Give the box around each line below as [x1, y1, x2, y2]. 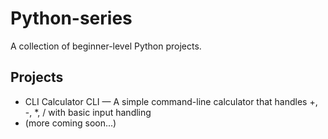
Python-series [10, 7, 133, 30]
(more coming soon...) [24, 117, 117, 129]
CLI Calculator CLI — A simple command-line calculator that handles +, [24, 95, 318, 107]
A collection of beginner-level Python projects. [10, 40, 202, 52]
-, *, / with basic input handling [24, 106, 152, 118]
